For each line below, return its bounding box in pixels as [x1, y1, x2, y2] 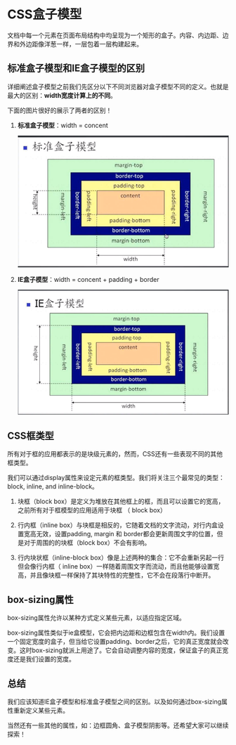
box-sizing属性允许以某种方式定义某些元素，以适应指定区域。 [7, 614, 186, 622]
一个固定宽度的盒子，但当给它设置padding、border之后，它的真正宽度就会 [7, 637, 223, 646]
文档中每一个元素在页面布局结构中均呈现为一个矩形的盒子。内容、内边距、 [7, 31, 223, 39]
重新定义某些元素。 [13, 706, 69, 715]
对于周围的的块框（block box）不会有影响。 [23, 538, 151, 547]
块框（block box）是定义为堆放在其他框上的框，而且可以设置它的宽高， [17, 497, 225, 506]
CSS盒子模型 [7, 6, 82, 22]
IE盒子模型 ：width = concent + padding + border [17, 275, 159, 283]
